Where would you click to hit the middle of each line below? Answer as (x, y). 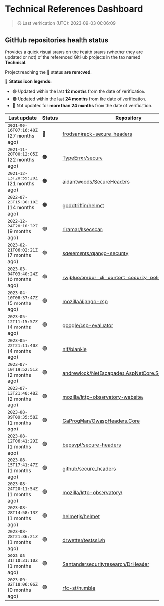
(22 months (21, 159)
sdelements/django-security (96, 253)
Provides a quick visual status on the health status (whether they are (74, 52)
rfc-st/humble (79, 588)
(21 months (21, 183)
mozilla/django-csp (85, 301)
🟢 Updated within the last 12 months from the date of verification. (79, 91)
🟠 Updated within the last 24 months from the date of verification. (79, 99)
